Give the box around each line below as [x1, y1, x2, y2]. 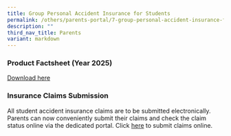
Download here [7, 73, 50, 82]
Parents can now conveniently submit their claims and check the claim [7, 114, 207, 122]
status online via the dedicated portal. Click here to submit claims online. [7, 121, 213, 129]
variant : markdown [7, 36, 60, 43]
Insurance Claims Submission [7, 91, 109, 100]
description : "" [7, 23, 54, 30]
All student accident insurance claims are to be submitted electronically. [7, 106, 211, 115]
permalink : [7, 16, 38, 23]
